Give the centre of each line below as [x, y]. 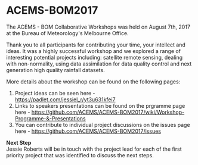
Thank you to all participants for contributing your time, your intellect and [96, 45]
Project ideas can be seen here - [55, 93]
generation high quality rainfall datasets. [56, 70]
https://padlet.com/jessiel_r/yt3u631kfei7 [65, 99]
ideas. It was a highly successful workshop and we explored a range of [93, 51]
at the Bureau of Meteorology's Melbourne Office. [68, 33]
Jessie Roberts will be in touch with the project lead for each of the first [94, 149]
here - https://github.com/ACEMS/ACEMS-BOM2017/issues [88, 131]
